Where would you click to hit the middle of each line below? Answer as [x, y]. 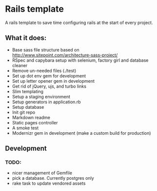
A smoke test [25, 128]
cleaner [20, 65]
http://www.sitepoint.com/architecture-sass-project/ [65, 55]
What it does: [26, 38]
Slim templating [28, 91]
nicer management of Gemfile [42, 173]
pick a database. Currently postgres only [53, 178]
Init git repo [24, 112]
